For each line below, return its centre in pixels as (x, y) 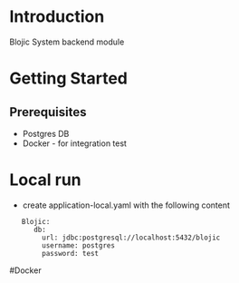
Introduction (57, 17)
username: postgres (79, 245)
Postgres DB (46, 133)
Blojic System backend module (67, 42)
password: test (71, 253)
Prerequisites (48, 112)
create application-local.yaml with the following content (126, 205)
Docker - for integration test (74, 143)
